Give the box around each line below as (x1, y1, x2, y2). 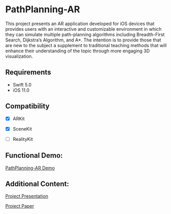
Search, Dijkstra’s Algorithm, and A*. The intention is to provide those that (5, 37, 161, 43)
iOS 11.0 (12, 87, 30, 93)
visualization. (5, 53, 33, 59)
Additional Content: (5, 179, 69, 188)
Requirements (5, 68, 51, 77)
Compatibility (5, 102, 50, 111)
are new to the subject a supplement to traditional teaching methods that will (5, 42, 167, 48)
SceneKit (12, 125, 32, 132)
